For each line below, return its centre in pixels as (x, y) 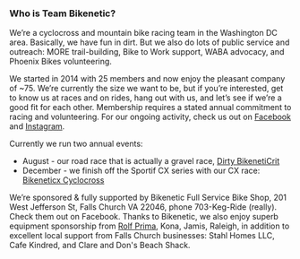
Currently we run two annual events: (76, 144)
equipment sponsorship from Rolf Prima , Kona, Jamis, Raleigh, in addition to (150, 226)
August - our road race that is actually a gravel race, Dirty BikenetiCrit (151, 161)
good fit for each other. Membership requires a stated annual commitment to (150, 108)
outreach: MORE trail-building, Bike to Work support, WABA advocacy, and (147, 52)
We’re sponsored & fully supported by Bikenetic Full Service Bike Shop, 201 (148, 198)
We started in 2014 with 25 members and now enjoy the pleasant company (147, 79)
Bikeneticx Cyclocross (63, 180)
